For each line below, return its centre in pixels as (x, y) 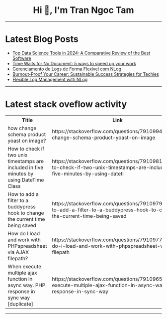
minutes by (21, 173)
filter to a (18, 200)
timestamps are (26, 161)
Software (22, 58)
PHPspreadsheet (27, 246)
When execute (24, 266)
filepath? (18, 258)
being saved (22, 225)
